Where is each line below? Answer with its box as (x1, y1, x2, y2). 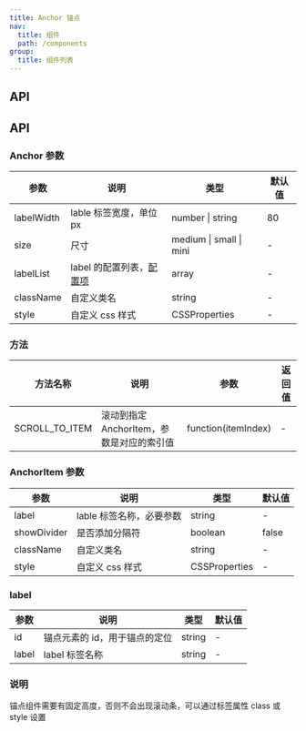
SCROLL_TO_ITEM (14, 422, 93, 435)
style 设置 (9, 712, 46, 723)
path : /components (17, 38, 88, 48)
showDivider (14, 525, 68, 538)
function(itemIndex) (186, 422, 271, 435)
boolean (189, 525, 226, 538)
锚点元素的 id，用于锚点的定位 (43, 631, 173, 644)
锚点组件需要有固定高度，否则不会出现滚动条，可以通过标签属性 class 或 (9, 700, 280, 711)
